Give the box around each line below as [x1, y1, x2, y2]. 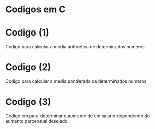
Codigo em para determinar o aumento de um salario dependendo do [5, 113, 150, 119]
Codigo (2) [5, 61, 51, 73]
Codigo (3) [5, 96, 51, 108]
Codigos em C [5, 4, 66, 15]
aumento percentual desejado [5, 118, 68, 124]
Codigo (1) [5, 27, 49, 39]
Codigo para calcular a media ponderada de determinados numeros [5, 78, 147, 84]
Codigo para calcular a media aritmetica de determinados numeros [5, 44, 145, 50]
